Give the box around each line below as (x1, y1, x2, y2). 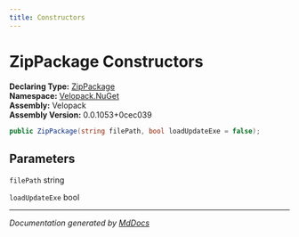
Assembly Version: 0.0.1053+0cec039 (9, 109, 153, 120)
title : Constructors (9, 12, 86, 22)
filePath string (9, 175, 65, 185)
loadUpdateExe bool (9, 192, 80, 203)
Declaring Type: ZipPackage (9, 81, 116, 92)
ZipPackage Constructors (9, 51, 204, 71)
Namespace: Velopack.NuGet (9, 90, 120, 101)
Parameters (9, 151, 76, 166)
